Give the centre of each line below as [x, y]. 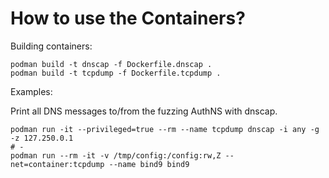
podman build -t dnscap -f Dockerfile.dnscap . [111, 64]
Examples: [31, 91]
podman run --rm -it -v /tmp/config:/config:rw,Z [116, 155]
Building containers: [51, 46]
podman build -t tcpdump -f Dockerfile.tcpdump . [116, 73]
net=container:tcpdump [57, 164]
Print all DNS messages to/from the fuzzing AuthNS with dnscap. [144, 111]
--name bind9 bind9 [149, 164]
